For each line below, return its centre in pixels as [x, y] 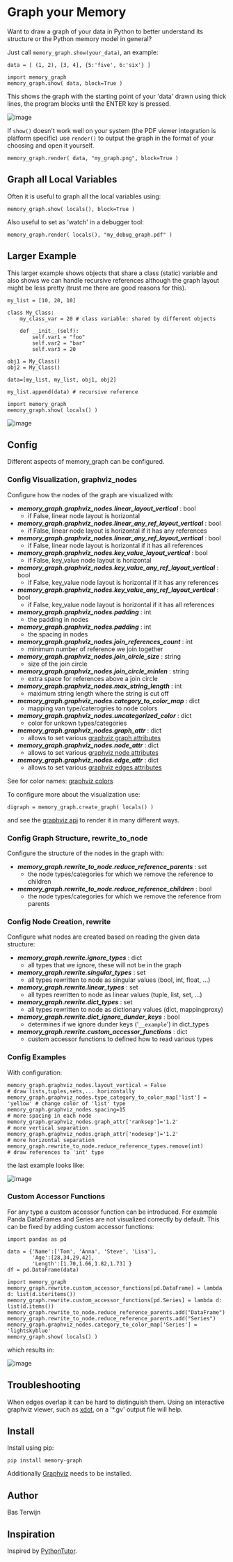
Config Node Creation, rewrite [59, 921]
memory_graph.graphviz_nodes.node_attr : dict [88, 745]
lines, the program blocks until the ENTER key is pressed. [89, 103]
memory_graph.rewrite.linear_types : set [78, 987]
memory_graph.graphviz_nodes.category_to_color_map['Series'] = [102, 1325]
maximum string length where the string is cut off [98, 693]
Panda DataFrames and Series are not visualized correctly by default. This [113, 1219]
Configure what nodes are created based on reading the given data [104, 937]
